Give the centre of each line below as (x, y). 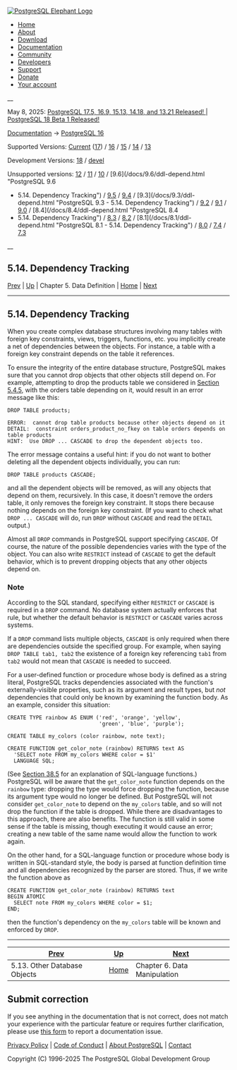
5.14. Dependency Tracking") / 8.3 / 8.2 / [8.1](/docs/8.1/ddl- (104, 218)
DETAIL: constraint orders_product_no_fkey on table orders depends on (116, 429)
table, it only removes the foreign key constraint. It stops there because (111, 503)
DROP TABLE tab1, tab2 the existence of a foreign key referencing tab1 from (117, 653)
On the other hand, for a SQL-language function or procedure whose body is (119, 855)
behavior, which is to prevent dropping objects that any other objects (108, 561)
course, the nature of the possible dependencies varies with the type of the (117, 546)
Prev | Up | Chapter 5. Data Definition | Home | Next (82, 285)
